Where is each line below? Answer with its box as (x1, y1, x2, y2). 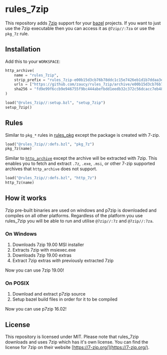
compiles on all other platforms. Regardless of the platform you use (5, 212, 143, 218)
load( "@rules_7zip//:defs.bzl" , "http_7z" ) (5, 176, 97, 181)
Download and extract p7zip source (12, 291, 86, 297)
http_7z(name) (5, 180, 35, 185)
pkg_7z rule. (5, 30, 29, 36)
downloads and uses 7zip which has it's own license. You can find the (5, 339, 148, 345)
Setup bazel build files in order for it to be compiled (12, 296, 118, 303)
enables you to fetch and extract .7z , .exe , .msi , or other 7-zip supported (5, 161, 155, 167)
